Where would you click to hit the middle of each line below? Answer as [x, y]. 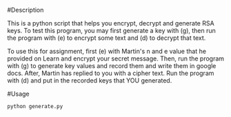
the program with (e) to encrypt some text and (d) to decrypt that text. [107, 38]
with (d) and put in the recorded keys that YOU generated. [90, 81]
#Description [26, 10]
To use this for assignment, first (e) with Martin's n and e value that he [107, 51]
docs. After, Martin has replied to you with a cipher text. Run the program [111, 73]
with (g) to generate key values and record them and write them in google [112, 66]
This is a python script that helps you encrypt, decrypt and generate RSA [111, 23]
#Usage [18, 94]
